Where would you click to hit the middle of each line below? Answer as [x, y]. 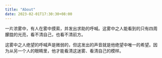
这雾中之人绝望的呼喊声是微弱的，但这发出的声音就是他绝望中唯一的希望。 [79, 44]
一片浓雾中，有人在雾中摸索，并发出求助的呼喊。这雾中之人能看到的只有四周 [81, 28]
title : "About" [20, 9]
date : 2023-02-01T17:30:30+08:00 [39, 14]
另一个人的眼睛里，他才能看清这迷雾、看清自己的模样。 [68, 51]
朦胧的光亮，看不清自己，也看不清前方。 [45, 34]
